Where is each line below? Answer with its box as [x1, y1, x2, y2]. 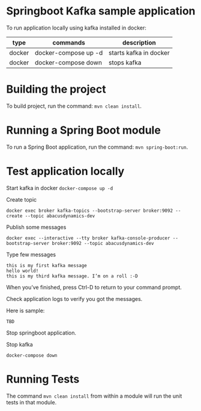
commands [52, 38, 85, 46]
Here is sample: [6, 307, 45, 314]
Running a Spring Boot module [6, 123, 161, 137]
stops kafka [108, 58, 142, 67]
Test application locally [6, 164, 125, 178]
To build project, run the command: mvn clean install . [6, 102, 142, 110]
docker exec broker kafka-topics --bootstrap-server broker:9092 [6, 208, 173, 214]
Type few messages [6, 251, 56, 258]
